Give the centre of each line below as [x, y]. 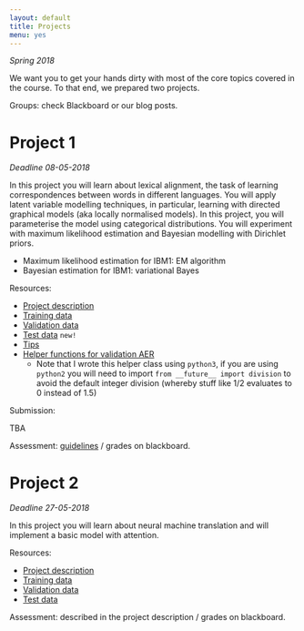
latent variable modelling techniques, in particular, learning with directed [145, 205]
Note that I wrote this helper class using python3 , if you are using [157, 364]
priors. [22, 243]
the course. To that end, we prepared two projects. [105, 88]
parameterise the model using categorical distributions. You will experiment [151, 224]
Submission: [33, 411]
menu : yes [28, 35]
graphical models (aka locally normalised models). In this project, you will [147, 214]
